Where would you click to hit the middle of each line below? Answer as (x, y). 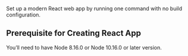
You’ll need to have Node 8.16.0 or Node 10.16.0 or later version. (84, 47)
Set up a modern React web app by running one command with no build (94, 9)
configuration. (23, 15)
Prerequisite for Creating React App (74, 33)
